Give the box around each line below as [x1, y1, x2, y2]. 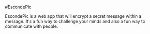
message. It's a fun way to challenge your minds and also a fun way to [5, 19, 146, 24]
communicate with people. [5, 23, 58, 29]
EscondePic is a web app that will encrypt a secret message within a [5, 13, 142, 19]
